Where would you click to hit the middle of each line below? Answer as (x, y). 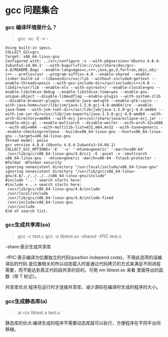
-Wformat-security (43, 163)
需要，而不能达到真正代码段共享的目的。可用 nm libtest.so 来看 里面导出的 (82, 270)
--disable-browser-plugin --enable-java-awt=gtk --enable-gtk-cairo (78, 101)
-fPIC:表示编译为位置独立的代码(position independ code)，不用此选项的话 (81, 257)
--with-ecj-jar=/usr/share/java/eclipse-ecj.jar (104, 119)
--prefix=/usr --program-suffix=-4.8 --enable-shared (72, 74)
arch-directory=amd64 (28, 119)
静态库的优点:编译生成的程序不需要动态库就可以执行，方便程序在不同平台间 (83, 323)
